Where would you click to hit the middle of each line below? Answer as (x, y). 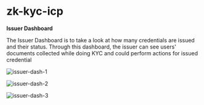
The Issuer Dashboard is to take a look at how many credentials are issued (100, 40)
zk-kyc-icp (35, 11)
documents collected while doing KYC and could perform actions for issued (102, 53)
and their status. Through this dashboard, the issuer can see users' (91, 47)
